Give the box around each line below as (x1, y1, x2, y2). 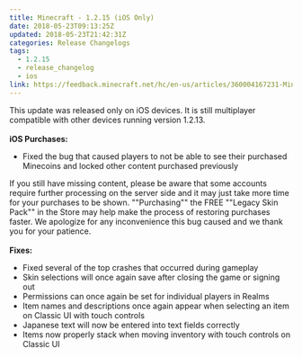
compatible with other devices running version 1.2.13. (9, 114, 206, 125)
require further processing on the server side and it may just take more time (9, 187, 289, 198)
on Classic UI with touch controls (22, 309, 146, 320)
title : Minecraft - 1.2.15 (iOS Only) (9, 13, 155, 22)
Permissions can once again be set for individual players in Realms (22, 290, 270, 301)
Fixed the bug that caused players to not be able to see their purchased (22, 150, 288, 162)
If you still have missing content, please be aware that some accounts (9, 177, 268, 189)
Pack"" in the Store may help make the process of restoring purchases (9, 206, 271, 217)
